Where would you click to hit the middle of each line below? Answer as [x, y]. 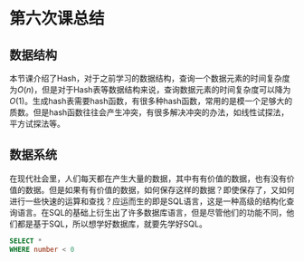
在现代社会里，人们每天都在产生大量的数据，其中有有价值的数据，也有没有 [148, 179]
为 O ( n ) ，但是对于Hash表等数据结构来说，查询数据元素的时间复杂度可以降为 [150, 90]
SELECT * [26, 241]
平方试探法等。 [37, 124]
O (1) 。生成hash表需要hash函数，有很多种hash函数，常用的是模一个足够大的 [151, 101]
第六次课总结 [57, 19]
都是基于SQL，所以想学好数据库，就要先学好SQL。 [112, 224]
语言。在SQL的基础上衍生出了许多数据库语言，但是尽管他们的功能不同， [152, 212]
